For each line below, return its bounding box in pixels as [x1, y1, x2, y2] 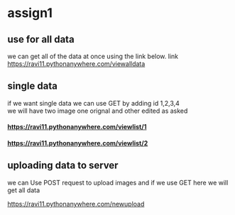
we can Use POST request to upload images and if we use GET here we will [7, 178, 229, 187]
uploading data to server [7, 160, 119, 172]
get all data [7, 186, 40, 194]
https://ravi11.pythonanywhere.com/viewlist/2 [7, 139, 148, 147]
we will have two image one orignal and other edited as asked [7, 106, 188, 115]
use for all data [7, 33, 75, 45]
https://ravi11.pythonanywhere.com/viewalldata [7, 60, 146, 68]
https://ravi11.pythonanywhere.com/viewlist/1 [7, 123, 147, 131]
